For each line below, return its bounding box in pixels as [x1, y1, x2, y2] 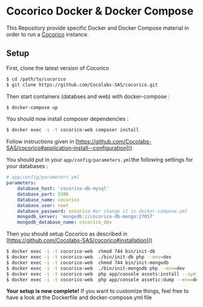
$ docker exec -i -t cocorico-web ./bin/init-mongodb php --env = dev [6, 265, 185, 271]
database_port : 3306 [17, 191, 69, 197]
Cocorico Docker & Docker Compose [6, 4, 194, 18]
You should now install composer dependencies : [6, 115, 129, 122]
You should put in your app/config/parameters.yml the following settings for [6, 156, 193, 163]
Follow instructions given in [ [6, 138, 78, 145]
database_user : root [17, 202, 69, 208]
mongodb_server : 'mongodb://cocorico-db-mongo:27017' [17, 214, 155, 220]
